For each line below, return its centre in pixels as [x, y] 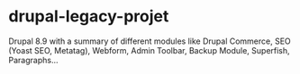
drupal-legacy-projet [89, 16]
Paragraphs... [33, 60]
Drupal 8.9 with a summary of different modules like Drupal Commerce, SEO [150, 41]
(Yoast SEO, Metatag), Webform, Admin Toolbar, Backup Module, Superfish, [149, 50]
